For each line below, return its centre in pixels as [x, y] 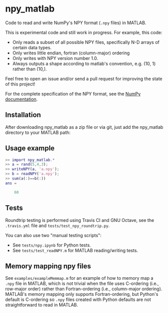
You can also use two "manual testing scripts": [53, 235]
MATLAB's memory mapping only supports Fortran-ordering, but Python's [82, 294]
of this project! [20, 84]
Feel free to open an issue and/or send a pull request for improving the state [84, 79]
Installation [23, 115]
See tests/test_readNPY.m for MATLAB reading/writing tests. [75, 250]
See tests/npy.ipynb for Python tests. [52, 245]
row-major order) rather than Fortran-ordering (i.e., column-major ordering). [84, 289]
